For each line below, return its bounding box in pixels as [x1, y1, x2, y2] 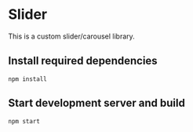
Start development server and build [8, 97, 186, 110]
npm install [8, 75, 47, 83]
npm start [8, 117, 41, 125]
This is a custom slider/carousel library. [8, 31, 135, 41]
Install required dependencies [8, 54, 158, 68]
